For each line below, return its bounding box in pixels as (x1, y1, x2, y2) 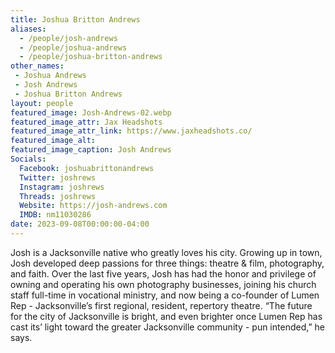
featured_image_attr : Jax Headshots (10, 117, 163, 127)
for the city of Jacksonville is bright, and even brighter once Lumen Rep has (10, 310, 323, 322)
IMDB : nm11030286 (19, 210, 92, 220)
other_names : (10, 61, 65, 71)
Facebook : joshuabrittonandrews (19, 163, 155, 173)
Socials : (10, 154, 47, 164)
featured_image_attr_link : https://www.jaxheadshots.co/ (10, 126, 253, 136)
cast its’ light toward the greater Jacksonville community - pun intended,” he (10, 321, 325, 333)
